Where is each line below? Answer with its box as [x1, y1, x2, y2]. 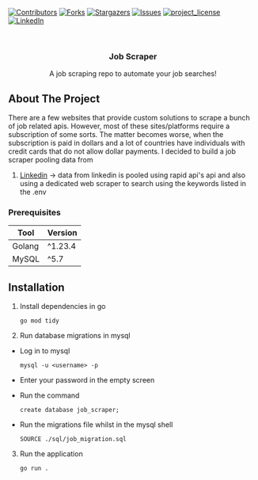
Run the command [19, 390, 80, 400]
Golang [12, 241, 40, 252]
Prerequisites [8, 207, 61, 218]
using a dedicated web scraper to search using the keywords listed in [19, 179, 247, 189]
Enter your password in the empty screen [19, 375, 155, 385]
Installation [8, 280, 65, 294]
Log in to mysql [19, 346, 70, 356]
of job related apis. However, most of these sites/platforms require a [8, 121, 230, 131]
